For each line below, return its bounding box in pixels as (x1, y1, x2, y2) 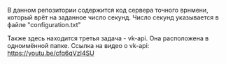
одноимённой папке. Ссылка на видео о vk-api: (7, 42, 150, 49)
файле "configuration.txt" (7, 21, 82, 29)
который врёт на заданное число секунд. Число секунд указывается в (7, 13, 219, 22)
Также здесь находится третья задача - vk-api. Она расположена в (7, 34, 209, 42)
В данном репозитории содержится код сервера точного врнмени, (7, 6, 209, 14)
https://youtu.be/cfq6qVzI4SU (7, 49, 94, 57)
